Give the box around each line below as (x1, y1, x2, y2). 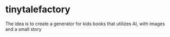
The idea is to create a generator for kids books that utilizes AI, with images (5, 21, 165, 27)
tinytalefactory (5, 4, 71, 15)
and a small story (5, 26, 42, 32)
